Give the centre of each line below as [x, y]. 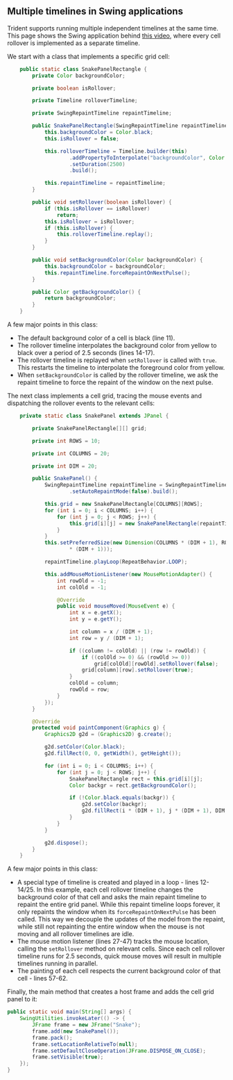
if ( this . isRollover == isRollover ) [97, 208]
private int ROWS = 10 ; [66, 441]
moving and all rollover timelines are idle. [76, 934]
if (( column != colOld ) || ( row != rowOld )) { [138, 651]
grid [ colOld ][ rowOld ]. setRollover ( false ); [156, 664]
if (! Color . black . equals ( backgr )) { [122, 798]
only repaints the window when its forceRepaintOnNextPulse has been [116, 912]
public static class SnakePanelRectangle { [84, 69]
